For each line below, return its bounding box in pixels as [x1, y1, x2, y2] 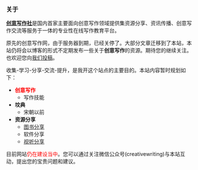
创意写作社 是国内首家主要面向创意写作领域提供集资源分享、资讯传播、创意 [6, 19, 187, 27]
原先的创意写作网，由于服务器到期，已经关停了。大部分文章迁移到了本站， [6, 39, 187, 46]
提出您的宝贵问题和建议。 [16, 158, 78, 165]
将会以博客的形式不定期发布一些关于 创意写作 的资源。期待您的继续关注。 [16, 47, 192, 54]
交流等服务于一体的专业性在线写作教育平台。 [11, 27, 120, 34]
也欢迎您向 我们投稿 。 [6, 54, 58, 61]
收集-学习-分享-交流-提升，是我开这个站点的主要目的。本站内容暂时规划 [6, 66, 181, 74]
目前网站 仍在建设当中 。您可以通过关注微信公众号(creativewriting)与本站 [6, 151, 180, 158]
